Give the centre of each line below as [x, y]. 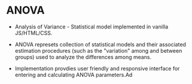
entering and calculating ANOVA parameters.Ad [74, 75]
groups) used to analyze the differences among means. [83, 57]
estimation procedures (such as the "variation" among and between [98, 50]
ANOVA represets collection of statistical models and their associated [100, 44]
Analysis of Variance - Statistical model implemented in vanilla [92, 27]
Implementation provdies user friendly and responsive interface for [97, 68]
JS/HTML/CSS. [33, 33]
